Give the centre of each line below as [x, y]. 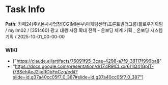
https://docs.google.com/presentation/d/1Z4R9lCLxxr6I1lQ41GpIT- [85, 66]
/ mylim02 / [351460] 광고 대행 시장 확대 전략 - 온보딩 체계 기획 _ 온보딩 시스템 [84, 30]
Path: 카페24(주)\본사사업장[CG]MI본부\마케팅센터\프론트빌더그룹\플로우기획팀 [84, 24]
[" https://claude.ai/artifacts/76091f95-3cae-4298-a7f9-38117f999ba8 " [87, 61]
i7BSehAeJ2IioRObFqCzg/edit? [45, 72]
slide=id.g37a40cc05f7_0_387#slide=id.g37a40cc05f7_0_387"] [78, 77]
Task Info [25, 9]
